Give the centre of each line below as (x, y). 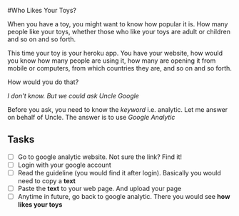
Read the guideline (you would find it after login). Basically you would (119, 173)
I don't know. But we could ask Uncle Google (73, 96)
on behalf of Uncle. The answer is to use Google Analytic (91, 117)
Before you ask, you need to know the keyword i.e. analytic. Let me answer (118, 109)
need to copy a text (47, 181)
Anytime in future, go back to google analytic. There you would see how (124, 197)
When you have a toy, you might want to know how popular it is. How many (118, 24)
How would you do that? (43, 82)
